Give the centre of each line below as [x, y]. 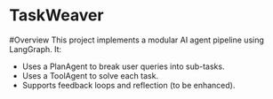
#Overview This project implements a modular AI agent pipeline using [137, 40]
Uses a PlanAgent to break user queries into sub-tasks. [123, 66]
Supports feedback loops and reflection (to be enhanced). [128, 85]
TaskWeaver [56, 15]
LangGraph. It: [36, 49]
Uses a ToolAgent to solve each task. [90, 75]
